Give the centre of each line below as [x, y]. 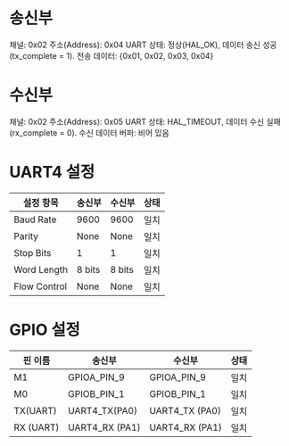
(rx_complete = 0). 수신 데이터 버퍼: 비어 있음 [89, 132]
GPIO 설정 [45, 330]
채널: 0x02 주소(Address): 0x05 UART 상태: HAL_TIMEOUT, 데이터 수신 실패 [145, 121]
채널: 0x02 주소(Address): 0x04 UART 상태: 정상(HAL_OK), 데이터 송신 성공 [143, 45]
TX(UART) [35, 410]
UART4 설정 [52, 173]
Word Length [41, 269]
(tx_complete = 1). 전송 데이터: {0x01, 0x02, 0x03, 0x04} [111, 55]
